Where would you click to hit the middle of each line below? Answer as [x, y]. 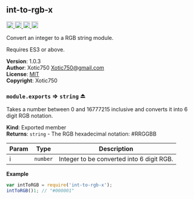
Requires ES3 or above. [35, 49]
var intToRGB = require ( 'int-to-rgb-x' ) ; [59, 185]
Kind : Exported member [36, 128]
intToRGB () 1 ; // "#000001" [40, 191]
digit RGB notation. [30, 116]
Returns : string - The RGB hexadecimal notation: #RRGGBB [81, 134]
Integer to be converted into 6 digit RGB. [116, 159]
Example [18, 174]
